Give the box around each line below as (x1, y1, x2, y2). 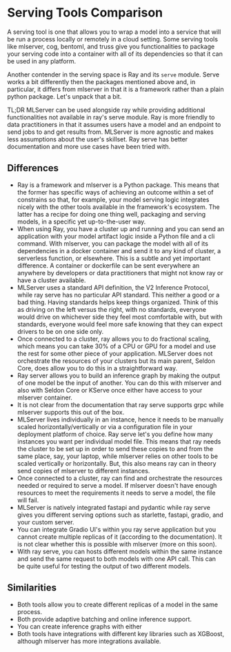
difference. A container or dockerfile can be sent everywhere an (17, 261, 200, 270)
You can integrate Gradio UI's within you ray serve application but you (17, 525, 217, 533)
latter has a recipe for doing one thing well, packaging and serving (17, 210, 206, 218)
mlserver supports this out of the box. (17, 408, 125, 416)
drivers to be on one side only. (17, 327, 104, 335)
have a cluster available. (17, 276, 86, 284)
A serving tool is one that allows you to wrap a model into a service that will (7, 28, 221, 36)
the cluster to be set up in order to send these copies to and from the (17, 444, 214, 453)
